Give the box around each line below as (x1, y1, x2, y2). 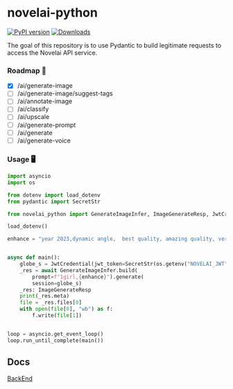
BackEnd (7, 374, 33, 383)
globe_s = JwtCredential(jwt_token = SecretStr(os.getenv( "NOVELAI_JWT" (19, 261, 228, 268)
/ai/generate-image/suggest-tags (17, 89, 113, 98)
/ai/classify (17, 105, 49, 114)
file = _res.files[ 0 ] (19, 299, 82, 306)
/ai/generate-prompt (17, 120, 76, 129)
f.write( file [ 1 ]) (32, 312, 82, 319)
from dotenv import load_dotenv (7, 192, 101, 199)
